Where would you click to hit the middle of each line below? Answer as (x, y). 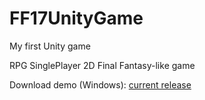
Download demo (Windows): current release (100, 84)
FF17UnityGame (76, 18)
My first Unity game (50, 46)
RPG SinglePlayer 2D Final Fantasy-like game (102, 65)
